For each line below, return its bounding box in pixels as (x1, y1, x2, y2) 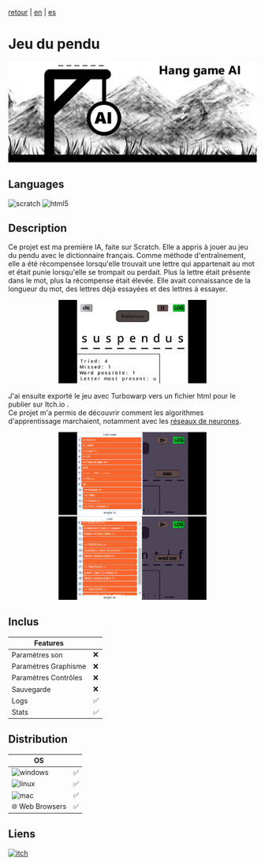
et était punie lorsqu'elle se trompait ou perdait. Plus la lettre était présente (8, 268, 251, 277)
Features (34, 638, 65, 647)
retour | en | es (8, 8, 57, 17)
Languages (8, 178, 65, 191)
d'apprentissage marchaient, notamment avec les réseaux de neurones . (8, 416, 242, 425)
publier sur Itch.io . (8, 399, 69, 409)
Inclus (8, 616, 39, 629)
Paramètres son (11, 650, 63, 659)
